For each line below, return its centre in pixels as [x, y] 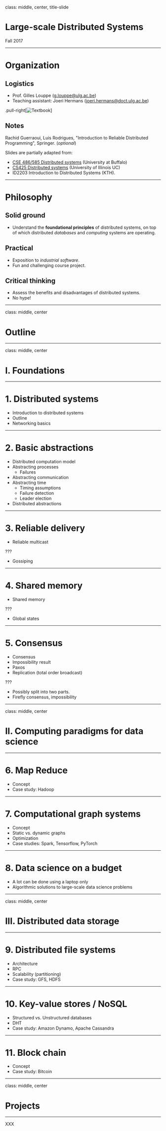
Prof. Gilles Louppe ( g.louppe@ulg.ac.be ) [54, 95]
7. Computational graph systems [73, 814]
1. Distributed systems [52, 399]
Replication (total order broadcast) [47, 672]
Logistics [20, 84]
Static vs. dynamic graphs [39, 833]
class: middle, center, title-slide [37, 7]
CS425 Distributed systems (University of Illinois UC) [66, 167]
